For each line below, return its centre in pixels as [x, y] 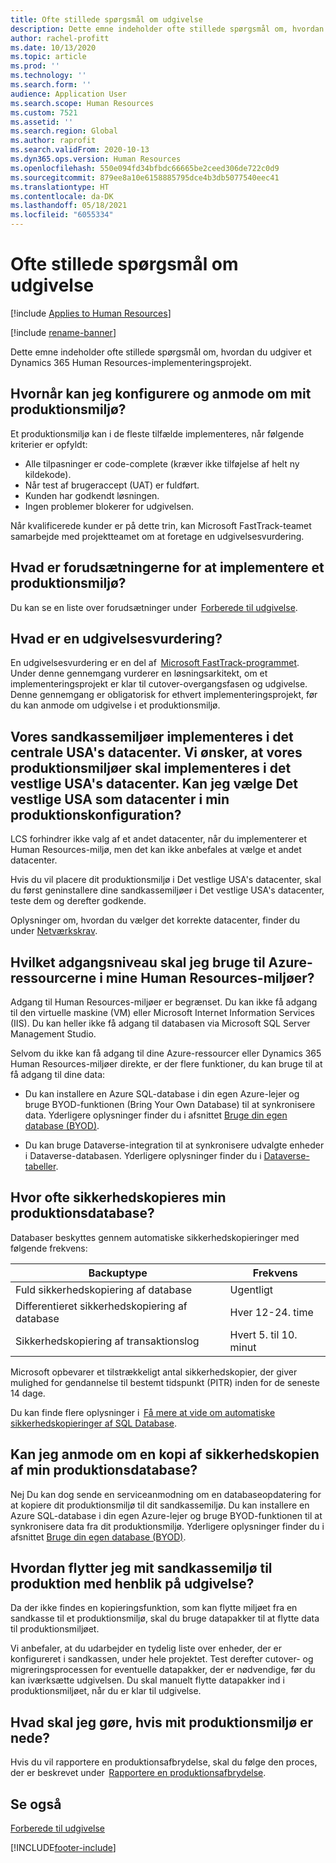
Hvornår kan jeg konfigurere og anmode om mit [161, 394]
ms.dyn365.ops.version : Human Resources [96, 159]
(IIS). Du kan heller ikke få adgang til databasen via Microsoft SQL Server [160, 1023]
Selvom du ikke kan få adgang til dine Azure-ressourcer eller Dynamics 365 [166, 1053]
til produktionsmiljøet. [55, 1629]
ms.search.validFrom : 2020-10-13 [80, 150]
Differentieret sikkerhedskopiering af [101, 1306]
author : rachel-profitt [60, 38]
